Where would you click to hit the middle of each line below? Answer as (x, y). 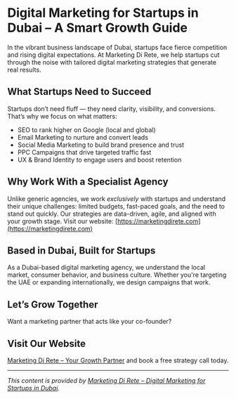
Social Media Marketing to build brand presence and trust (101, 145)
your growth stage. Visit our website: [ (63, 221)
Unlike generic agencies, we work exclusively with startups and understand (117, 199)
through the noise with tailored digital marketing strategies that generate (112, 62)
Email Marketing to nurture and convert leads (83, 137)
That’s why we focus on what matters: (62, 116)
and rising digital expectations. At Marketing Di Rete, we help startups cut (113, 55)
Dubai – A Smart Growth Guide (98, 28)
